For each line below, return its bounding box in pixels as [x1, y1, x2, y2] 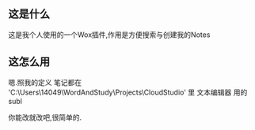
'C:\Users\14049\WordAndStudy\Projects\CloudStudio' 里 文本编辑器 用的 [8, 87, 248, 97]
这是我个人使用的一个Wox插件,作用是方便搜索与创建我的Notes [8, 30, 211, 39]
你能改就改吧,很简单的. [8, 113, 82, 122]
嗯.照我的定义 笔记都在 [8, 77, 82, 87]
